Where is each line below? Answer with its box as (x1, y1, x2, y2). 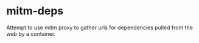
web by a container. (6, 30, 56, 37)
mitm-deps (6, 4, 64, 18)
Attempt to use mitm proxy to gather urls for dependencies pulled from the (6, 24, 194, 31)
